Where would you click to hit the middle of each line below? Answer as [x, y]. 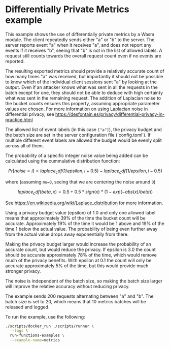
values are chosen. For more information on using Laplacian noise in [77, 109]
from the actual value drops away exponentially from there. [67, 234]
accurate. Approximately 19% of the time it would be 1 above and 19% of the [85, 223]
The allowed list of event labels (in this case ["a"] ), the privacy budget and [83, 129]
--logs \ [19, 331]
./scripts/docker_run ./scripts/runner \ [50, 326]
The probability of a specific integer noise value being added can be [77, 155]
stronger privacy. [23, 271]
